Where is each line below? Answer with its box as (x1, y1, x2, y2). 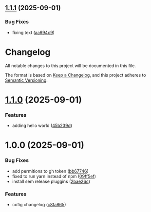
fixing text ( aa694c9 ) (12, 29, 55, 35)
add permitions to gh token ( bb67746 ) (12, 168, 89, 174)
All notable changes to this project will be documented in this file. (5, 63, 136, 69)
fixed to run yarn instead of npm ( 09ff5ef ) (12, 173, 96, 179)
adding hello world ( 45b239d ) (12, 123, 73, 128)
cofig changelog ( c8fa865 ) (12, 201, 66, 207)
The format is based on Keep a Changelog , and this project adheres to (5, 72, 146, 78)
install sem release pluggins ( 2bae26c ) (12, 178, 91, 184)
